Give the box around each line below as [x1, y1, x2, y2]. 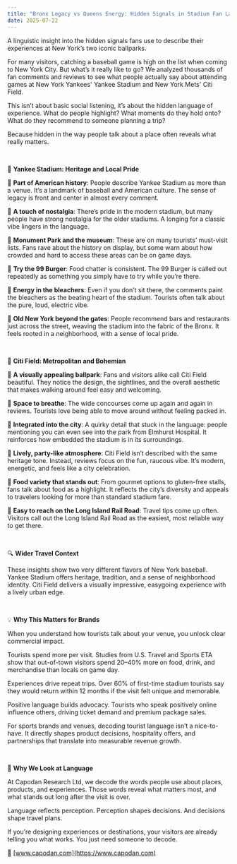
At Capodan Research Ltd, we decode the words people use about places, [7, 777, 224, 786]
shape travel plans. [7, 813, 63, 822]
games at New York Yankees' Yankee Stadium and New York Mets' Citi [7, 80, 213, 88]
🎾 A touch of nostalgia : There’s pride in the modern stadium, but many [7, 207, 213, 215]
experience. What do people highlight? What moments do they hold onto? [7, 109, 221, 117]
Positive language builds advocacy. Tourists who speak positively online [7, 700, 217, 709]
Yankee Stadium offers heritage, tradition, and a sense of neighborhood [7, 572, 216, 581]
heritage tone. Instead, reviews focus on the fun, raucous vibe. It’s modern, [7, 456, 226, 464]
